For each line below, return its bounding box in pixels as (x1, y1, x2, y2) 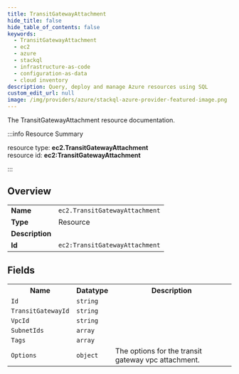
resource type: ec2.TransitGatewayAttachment (7, 144, 149, 151)
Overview (7, 186, 52, 198)
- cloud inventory (14, 76, 69, 84)
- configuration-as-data (14, 70, 87, 77)
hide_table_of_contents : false (7, 23, 100, 31)
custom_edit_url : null (7, 90, 75, 97)
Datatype (75, 285, 109, 295)
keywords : (7, 30, 37, 38)
